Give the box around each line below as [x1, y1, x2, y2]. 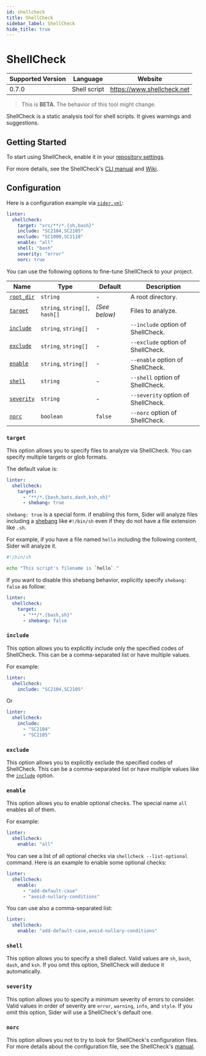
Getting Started [6, 137, 67, 147]
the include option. [6, 772, 55, 779]
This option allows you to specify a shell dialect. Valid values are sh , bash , [6, 955, 191, 962]
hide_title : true [6, 26, 51, 33]
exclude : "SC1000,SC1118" [17, 234, 84, 240]
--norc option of [130, 408, 177, 417]
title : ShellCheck [6, 15, 53, 21]
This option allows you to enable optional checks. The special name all [6, 800, 187, 807]
